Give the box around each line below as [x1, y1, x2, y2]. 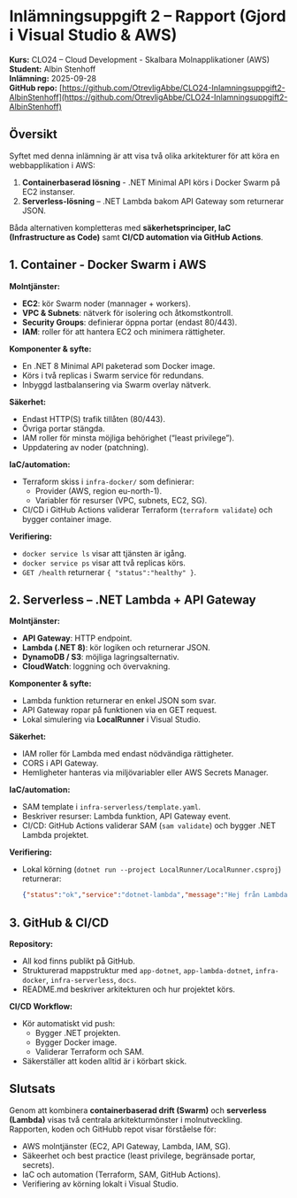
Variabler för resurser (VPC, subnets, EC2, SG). [34, 495, 208, 505]
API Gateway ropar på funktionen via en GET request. [21, 705, 217, 716]
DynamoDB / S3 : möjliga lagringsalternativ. [21, 652, 179, 663]
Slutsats [9, 1081, 56, 1096]
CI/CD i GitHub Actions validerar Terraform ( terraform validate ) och [21, 504, 273, 515]
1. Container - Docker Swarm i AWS [9, 257, 207, 273]
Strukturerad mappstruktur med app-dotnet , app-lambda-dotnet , [21, 965, 254, 976]
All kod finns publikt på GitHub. [21, 956, 135, 966]
